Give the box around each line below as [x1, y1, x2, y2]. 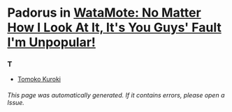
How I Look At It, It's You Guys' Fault [7, 19, 222, 35]
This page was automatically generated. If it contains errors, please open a [7, 91, 225, 99]
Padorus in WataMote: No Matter [7, 5, 201, 21]
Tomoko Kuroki [17, 75, 61, 83]
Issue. [7, 99, 24, 107]
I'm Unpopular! [7, 35, 96, 50]
